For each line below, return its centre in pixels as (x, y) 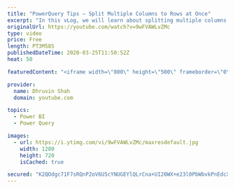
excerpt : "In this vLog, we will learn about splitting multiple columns (117, 20)
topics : (19, 110)
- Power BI (29, 117)
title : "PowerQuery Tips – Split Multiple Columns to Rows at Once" (109, 14)
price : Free (24, 40)
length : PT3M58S (31, 46)
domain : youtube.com (43, 98)
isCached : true (42, 162)
